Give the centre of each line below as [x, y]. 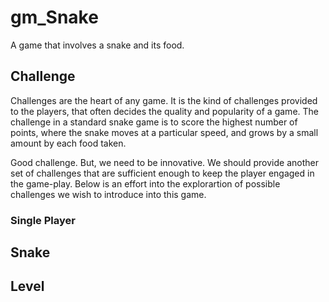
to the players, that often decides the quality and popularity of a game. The [164, 111]
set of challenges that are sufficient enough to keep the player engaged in [162, 173]
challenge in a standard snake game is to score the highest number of [154, 122]
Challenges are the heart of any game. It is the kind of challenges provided [164, 100]
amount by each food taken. [68, 143]
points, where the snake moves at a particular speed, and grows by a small [164, 132]
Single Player [43, 220]
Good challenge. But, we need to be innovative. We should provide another [164, 162]
